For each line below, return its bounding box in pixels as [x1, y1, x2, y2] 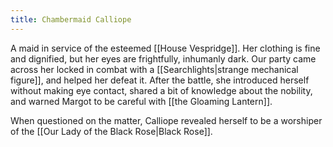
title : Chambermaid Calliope [10, 14, 132, 25]
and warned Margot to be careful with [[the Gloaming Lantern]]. [10, 95, 273, 107]
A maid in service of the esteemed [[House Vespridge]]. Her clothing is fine [10, 42, 321, 54]
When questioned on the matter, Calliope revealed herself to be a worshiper [10, 114, 323, 126]
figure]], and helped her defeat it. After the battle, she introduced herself [10, 74, 310, 86]
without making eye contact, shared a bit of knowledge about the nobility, [10, 84, 313, 96]
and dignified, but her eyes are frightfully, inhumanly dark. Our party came [10, 52, 317, 65]
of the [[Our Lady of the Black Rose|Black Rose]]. [10, 125, 213, 137]
